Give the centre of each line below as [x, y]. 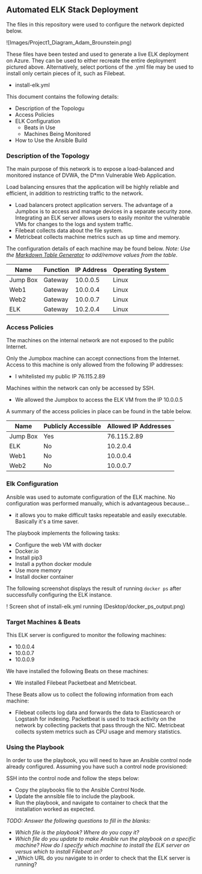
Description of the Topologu [50, 108]
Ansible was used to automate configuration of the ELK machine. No [91, 497]
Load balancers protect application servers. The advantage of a [94, 205]
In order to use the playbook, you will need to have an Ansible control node [99, 760]
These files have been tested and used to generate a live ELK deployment [97, 54]
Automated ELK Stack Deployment [72, 10]
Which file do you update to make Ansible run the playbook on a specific [105, 839]
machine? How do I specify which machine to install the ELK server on [102, 845]
